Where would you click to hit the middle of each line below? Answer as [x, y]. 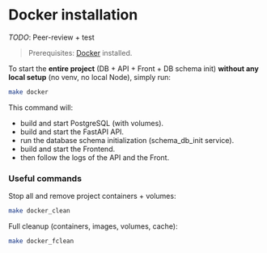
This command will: [41, 108]
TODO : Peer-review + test [51, 37]
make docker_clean [39, 211]
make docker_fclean [41, 241]
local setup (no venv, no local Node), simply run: [90, 77]
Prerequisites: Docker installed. [80, 53]
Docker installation [73, 15]
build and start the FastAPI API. [72, 132]
